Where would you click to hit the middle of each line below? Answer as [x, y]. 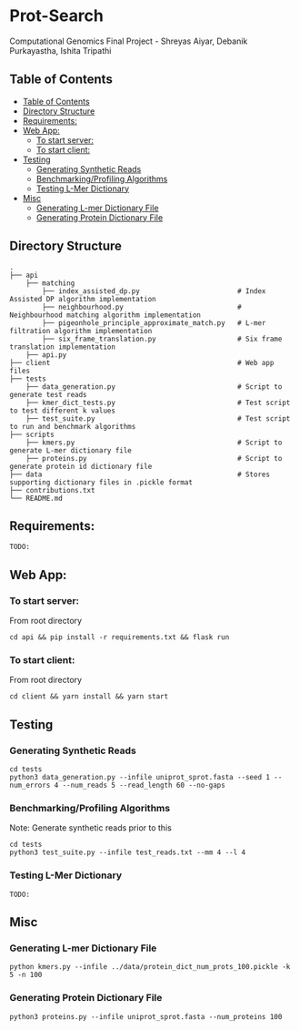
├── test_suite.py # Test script [158, 418]
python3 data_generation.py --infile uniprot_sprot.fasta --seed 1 [140, 778]
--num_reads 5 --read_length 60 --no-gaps [144, 785]
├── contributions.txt [52, 490]
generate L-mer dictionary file [70, 450]
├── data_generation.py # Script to [154, 387]
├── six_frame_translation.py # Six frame [162, 339]
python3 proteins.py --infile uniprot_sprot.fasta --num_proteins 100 [146, 1016]
